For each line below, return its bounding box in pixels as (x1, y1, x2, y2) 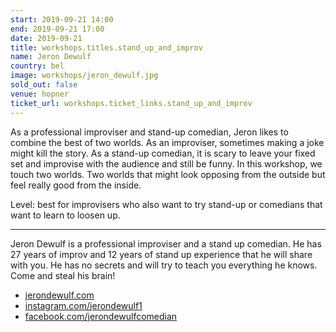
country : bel (10, 61, 65, 71)
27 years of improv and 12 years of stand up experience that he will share (10, 248, 313, 260)
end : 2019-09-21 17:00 (10, 24, 105, 34)
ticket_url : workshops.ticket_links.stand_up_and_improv (10, 98, 253, 108)
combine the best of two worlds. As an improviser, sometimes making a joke (10, 136, 325, 148)
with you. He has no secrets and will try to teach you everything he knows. (10, 259, 318, 271)
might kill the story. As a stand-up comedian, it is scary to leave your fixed (10, 147, 316, 159)
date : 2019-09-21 (10, 33, 83, 43)
